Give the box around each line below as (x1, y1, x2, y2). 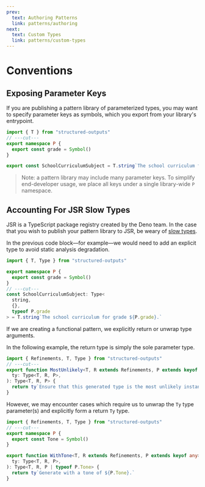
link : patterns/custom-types (12, 37, 86, 43)
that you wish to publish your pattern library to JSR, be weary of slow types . (6, 228, 197, 235)
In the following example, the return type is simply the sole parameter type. (6, 343, 195, 351)
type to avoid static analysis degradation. (6, 246, 110, 253)
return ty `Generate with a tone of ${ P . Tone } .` (12, 469, 135, 476)
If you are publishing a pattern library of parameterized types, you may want (6, 105, 198, 111)
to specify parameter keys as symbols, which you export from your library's (6, 111, 196, 118)
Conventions (6, 64, 73, 78)
